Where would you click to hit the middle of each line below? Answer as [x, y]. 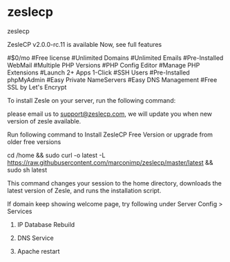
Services [20, 211]
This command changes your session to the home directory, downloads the [115, 183]
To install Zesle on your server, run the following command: [92, 100]
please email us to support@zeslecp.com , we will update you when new [110, 114]
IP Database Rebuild [46, 224]
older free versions [34, 141]
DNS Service [35, 238]
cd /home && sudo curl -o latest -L [56, 155]
